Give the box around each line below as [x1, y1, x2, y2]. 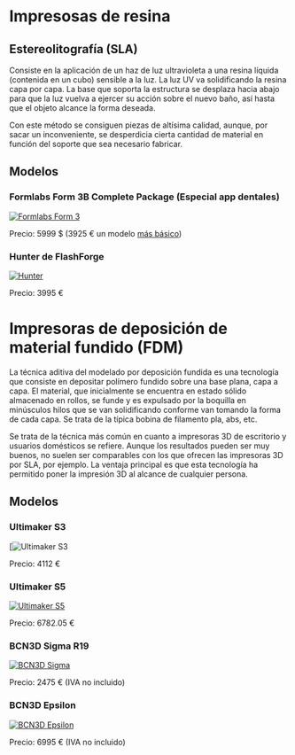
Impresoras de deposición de [9, 319, 228, 339]
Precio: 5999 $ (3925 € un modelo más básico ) [9, 228, 182, 238]
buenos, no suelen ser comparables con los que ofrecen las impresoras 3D [9, 449, 283, 460]
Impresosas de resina [9, 6, 171, 27]
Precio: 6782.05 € [9, 618, 75, 628]
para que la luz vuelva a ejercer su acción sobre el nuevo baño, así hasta [9, 93, 276, 104]
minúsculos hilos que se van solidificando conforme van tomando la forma [9, 404, 282, 415]
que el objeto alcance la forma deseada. [9, 103, 157, 113]
